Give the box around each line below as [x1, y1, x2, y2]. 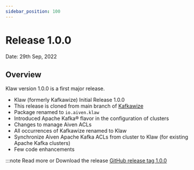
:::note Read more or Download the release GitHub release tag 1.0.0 [5, 157, 167, 164]
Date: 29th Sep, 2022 [5, 53, 57, 60]
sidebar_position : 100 [5, 8, 61, 15]
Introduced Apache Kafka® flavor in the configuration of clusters [13, 115, 170, 122]
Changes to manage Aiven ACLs [13, 121, 92, 128]
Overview [5, 69, 42, 79]
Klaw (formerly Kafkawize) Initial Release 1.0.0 [13, 97, 125, 104]
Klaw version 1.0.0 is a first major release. [5, 85, 105, 92]
